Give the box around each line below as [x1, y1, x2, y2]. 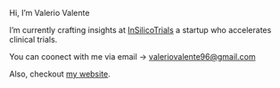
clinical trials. [9, 35, 58, 44]
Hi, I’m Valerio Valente [9, 8, 90, 18]
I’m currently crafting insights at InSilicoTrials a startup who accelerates [9, 25, 272, 35]
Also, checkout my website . [9, 68, 111, 79]
